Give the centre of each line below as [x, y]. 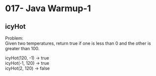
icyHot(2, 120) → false [27, 68]
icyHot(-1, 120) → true [27, 63]
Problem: [14, 38]
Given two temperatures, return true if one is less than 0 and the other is [78, 43]
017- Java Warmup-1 [48, 9]
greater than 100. [22, 48]
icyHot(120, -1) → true [27, 58]
